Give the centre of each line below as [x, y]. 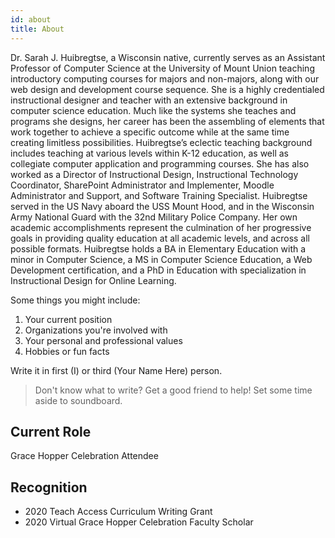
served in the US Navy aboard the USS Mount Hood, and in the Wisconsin [162, 206]
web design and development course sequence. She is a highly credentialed [167, 89]
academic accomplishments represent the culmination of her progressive [161, 227]
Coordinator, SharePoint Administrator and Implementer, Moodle [142, 185]
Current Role [51, 431]
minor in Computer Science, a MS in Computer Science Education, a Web [161, 259]
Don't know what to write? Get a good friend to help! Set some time [173, 390]
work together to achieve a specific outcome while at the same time [150, 132]
